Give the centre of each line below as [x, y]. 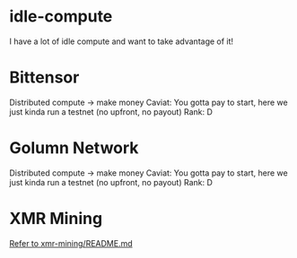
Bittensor [44, 77]
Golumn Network [74, 148]
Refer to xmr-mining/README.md [71, 243]
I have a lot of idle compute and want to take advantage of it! [122, 41]
